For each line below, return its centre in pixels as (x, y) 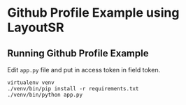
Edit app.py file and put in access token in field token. (84, 70)
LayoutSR (36, 27)
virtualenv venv (31, 83)
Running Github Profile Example (78, 53)
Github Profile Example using (93, 13)
